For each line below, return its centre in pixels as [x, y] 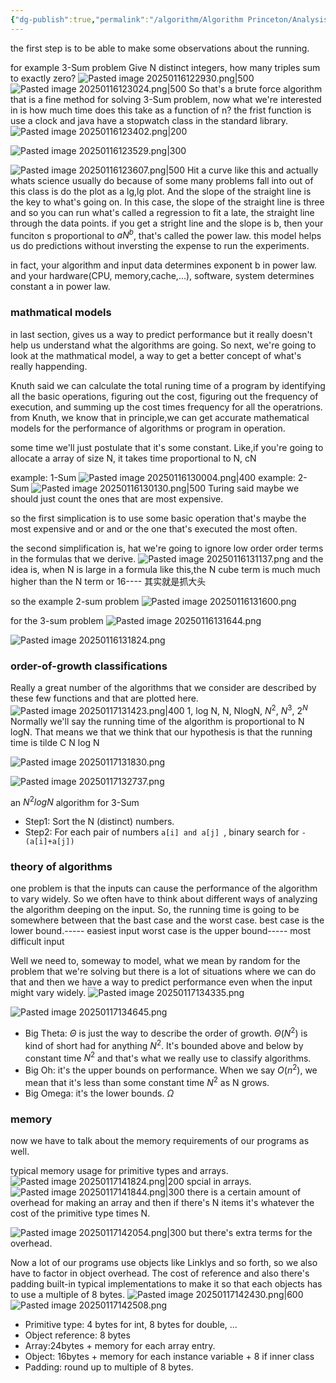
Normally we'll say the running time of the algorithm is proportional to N [157, 721]
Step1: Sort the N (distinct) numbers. [99, 822]
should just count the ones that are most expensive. [117, 498]
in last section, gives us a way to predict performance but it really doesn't [161, 334]
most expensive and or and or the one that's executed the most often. [154, 528]
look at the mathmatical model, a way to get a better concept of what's [156, 355]
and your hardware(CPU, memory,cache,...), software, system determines [162, 276]
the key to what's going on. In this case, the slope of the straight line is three [167, 202]
